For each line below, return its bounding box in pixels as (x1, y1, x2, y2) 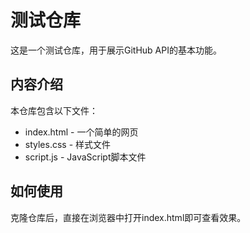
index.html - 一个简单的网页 (24, 126, 139, 138)
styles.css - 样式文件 (24, 138, 112, 150)
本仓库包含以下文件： (10, 104, 98, 116)
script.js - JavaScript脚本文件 (24, 151, 147, 163)
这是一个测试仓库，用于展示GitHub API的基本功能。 (10, 44, 222, 56)
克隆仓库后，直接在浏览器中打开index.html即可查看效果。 (10, 211, 247, 223)
